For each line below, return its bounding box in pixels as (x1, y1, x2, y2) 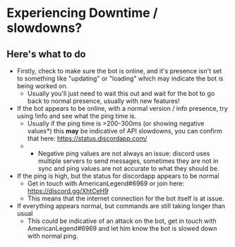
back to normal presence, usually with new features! (27, 97, 180, 105)
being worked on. (16, 82, 68, 90)
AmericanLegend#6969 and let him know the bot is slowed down (27, 224, 217, 232)
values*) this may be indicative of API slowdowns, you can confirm (27, 127, 223, 135)
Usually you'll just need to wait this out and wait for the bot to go (27, 90, 215, 97)
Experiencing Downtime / (6, 5, 158, 21)
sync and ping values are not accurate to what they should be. (37, 164, 219, 172)
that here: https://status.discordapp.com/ (27, 134, 147, 143)
